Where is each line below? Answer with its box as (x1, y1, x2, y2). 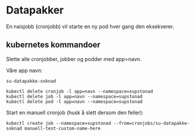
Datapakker (6, 4, 64, 17)
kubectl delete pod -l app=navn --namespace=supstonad (6, 98, 143, 104)
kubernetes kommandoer (6, 40, 101, 50)
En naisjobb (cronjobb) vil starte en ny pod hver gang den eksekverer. (6, 23, 175, 30)
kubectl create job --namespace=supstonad (6, 120, 111, 126)
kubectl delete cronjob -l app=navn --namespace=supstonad (6, 89, 153, 94)
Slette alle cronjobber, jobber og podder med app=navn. (6, 55, 142, 62)
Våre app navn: (6, 67, 43, 74)
